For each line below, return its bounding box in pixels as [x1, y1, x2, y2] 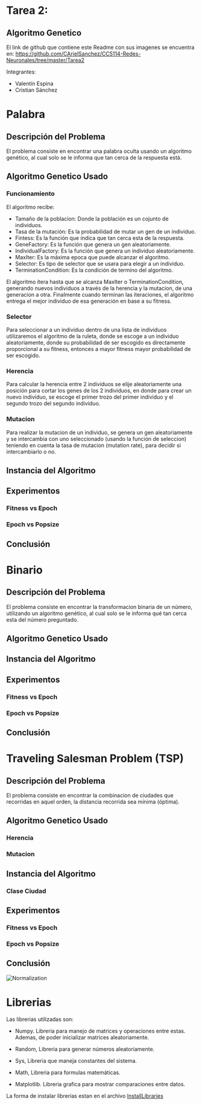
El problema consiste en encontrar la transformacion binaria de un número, [6, 603, 193, 610]
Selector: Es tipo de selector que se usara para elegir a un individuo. [14, 260, 185, 267]
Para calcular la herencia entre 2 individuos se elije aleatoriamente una [6, 381, 182, 388]
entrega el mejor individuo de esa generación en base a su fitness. [6, 297, 172, 304]
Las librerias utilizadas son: [6, 1016, 74, 1023]
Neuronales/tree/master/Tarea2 [6, 57, 85, 63]
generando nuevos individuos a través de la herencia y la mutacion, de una [6, 285, 193, 292]
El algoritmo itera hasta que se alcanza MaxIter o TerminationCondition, [6, 278, 184, 285]
